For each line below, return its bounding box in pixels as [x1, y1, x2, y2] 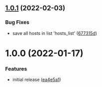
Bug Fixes [5, 19, 30, 26]
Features [5, 65, 27, 72]
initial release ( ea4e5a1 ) [12, 77, 61, 83]
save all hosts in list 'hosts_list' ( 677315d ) [12, 30, 98, 36]
